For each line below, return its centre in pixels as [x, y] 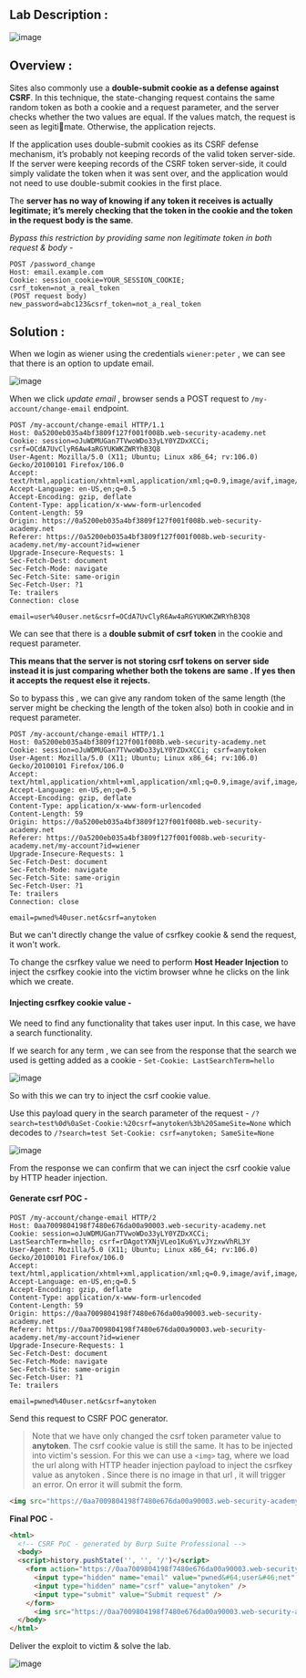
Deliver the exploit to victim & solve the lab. [90, 1646]
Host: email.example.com [56, 272]
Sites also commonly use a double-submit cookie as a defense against [144, 88]
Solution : [37, 332]
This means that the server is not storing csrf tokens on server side [139, 662]
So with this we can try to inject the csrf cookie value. [110, 1095]
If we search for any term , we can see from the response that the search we [153, 1050]
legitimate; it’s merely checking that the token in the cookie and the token [151, 210]
